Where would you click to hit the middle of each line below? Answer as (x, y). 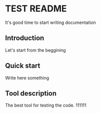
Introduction (25, 38)
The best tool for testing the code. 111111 (46, 106)
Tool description (31, 93)
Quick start (23, 66)
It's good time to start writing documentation (51, 22)
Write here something (27, 78)
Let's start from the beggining (35, 50)
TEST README (36, 9)
